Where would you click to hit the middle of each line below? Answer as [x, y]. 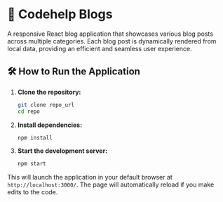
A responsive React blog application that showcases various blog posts [110, 34]
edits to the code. [33, 192]
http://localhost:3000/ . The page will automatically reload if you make [111, 184]
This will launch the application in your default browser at [90, 177]
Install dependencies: [50, 125]
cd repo [28, 112]
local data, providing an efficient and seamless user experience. [100, 48]
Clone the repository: [49, 92]
